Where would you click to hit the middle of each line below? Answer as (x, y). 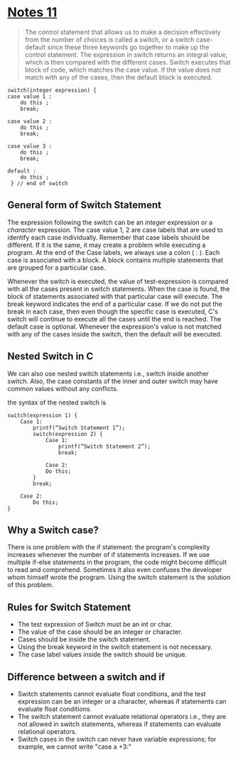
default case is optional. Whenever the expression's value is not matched (114, 326)
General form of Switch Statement (85, 205)
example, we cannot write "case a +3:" (74, 747)
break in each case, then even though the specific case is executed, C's (113, 311)
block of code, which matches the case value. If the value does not (123, 70)
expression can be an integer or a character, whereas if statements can (122, 701)
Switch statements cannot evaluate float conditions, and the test (112, 694)
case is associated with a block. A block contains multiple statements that (115, 260)
